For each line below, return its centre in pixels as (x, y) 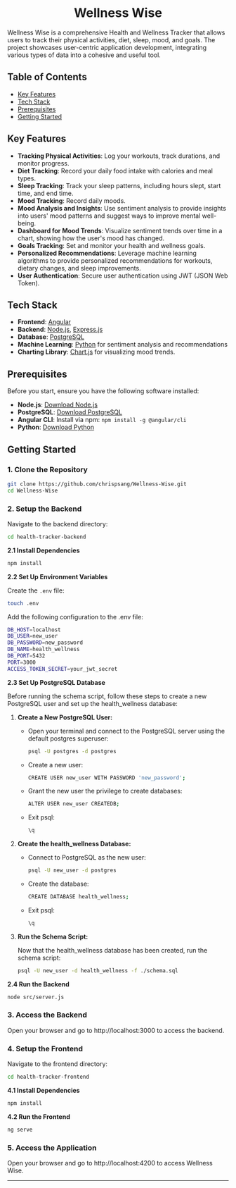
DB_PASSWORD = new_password (45, 643)
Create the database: (58, 884)
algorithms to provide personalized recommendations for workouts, (115, 260)
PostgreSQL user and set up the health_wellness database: (92, 703)
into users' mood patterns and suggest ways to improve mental (109, 216)
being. (27, 223)
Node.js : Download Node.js (58, 405)
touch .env (23, 603)
